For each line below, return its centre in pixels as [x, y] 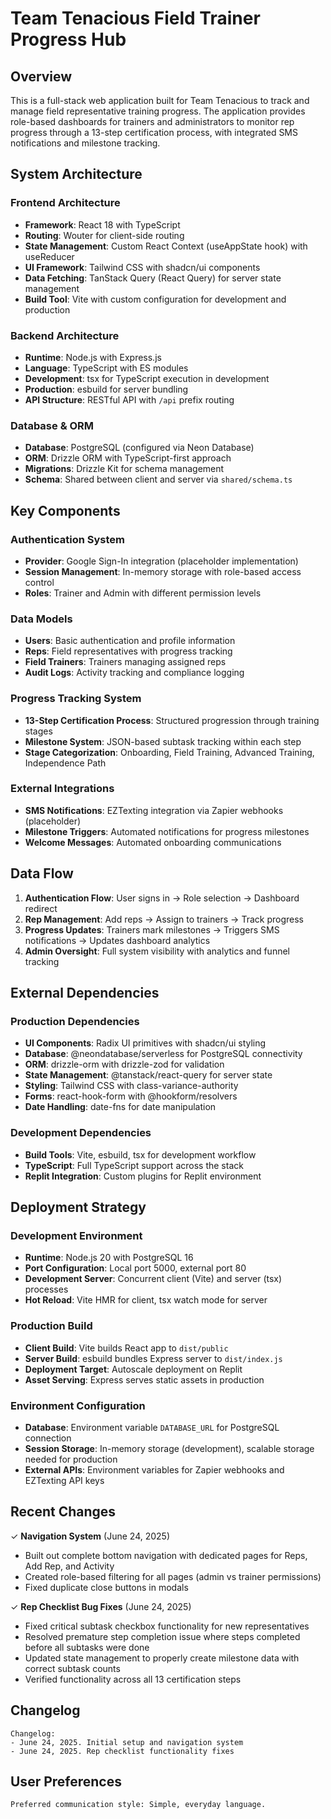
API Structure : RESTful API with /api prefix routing [129, 399]
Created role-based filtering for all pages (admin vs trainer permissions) [173, 1576]
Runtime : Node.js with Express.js [93, 357]
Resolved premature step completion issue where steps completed [162, 1636]
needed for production [71, 1459]
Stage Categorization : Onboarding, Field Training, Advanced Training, [169, 752]
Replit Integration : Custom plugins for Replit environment [143, 1176]
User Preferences [66, 1781]
